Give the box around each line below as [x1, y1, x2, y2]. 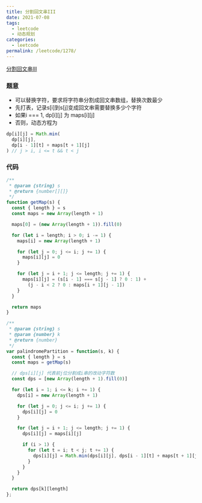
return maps [11, 304, 42, 310]
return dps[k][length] [11, 486, 69, 492]
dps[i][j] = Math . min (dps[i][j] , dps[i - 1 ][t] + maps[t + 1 [32, 453, 189, 459]
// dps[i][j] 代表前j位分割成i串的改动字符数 [11, 370, 115, 376]
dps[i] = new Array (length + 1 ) [17, 392, 98, 398]
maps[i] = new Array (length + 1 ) [17, 238, 101, 244]
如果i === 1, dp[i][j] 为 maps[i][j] [14, 112, 95, 119]
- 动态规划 [11, 31, 35, 37]
